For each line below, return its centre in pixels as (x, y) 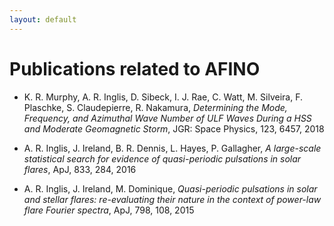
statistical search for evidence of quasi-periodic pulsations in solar (162, 158)
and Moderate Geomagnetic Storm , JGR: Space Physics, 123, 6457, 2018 (174, 128)
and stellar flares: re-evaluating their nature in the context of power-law (172, 199)
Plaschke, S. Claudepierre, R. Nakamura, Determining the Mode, (155, 107)
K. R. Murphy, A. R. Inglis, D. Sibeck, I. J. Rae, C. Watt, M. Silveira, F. (163, 97)
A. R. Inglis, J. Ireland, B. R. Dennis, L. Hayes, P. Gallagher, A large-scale (172, 148)
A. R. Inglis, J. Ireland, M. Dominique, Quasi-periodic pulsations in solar (170, 188)
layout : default (43, 19)
